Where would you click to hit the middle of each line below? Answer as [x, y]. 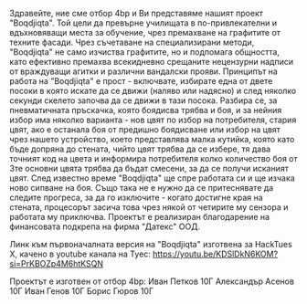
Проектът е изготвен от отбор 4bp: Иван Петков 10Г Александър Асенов [152, 281]
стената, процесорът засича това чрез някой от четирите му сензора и [149, 207]
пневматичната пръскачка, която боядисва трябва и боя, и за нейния [146, 110]
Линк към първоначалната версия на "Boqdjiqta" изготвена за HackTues [151, 244]
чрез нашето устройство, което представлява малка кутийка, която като [152, 139]
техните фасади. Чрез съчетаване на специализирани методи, [132, 42]
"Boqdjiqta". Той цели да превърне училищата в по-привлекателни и [143, 23]
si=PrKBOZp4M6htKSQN [56, 263]
